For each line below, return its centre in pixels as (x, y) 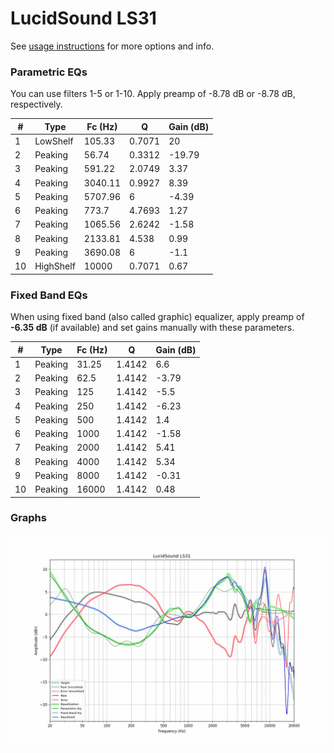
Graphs (28, 518)
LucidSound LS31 (83, 18)
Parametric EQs (49, 72)
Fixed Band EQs (49, 295)
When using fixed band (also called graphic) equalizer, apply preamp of (157, 317)
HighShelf (55, 266)
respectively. (36, 104)
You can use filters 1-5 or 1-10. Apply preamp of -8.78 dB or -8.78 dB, (153, 94)
